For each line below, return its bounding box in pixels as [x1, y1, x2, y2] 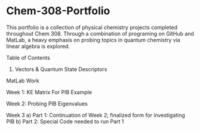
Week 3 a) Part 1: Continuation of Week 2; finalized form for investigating [6, 111, 185, 119]
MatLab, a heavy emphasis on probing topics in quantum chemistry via [6, 36, 180, 43]
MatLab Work [6, 77, 40, 84]
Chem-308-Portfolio [6, 4, 110, 18]
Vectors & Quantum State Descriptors [14, 65, 107, 72]
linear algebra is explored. [6, 43, 70, 50]
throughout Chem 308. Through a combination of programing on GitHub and [6, 30, 194, 37]
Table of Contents [6, 54, 51, 61]
